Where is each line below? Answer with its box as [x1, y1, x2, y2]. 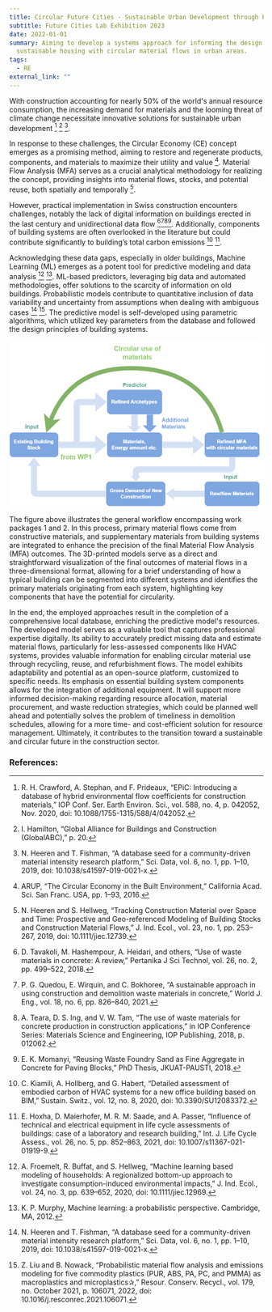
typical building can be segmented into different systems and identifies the [9, 575, 258, 584]
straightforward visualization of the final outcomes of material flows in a [9, 557, 248, 567]
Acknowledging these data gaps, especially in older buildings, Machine [9, 253, 245, 263]
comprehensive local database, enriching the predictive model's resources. [9, 616, 261, 626]
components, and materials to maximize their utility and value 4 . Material [9, 156, 250, 168]
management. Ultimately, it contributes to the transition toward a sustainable [9, 728, 263, 737]
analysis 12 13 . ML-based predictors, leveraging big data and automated [9, 270, 246, 281]
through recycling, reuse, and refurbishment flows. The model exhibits [9, 659, 243, 669]
